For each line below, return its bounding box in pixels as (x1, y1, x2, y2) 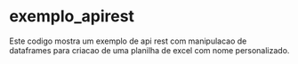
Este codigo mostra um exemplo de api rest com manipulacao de (9, 36, 247, 46)
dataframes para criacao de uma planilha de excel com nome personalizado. (9, 44, 290, 55)
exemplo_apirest (9, 6, 135, 27)
